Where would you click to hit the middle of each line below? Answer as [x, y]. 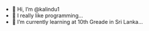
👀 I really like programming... [47, 15]
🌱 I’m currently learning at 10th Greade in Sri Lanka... [78, 22]
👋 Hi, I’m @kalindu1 [36, 9]
